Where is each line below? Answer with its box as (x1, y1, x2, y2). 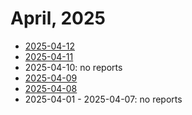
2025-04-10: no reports (24, 61, 123, 73)
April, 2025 (10, 7, 106, 30)
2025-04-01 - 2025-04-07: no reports (24, 93, 183, 105)
